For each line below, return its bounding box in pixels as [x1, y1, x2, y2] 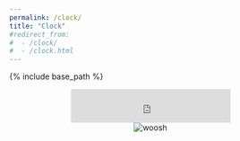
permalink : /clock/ [9, 13, 82, 22]
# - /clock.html [9, 47, 74, 56]
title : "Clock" [9, 22, 66, 31]
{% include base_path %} [9, 71, 104, 82]
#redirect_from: [9, 30, 70, 39]
